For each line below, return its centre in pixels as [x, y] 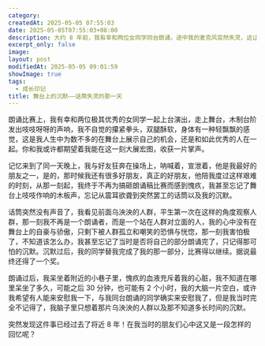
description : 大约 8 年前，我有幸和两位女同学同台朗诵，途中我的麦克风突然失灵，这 [131, 37]
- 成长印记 [31, 89]
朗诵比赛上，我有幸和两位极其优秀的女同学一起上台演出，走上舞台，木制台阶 [132, 120]
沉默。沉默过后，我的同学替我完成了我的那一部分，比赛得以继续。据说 [136, 251]
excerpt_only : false [42, 45]
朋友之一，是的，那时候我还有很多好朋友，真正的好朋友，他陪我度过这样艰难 [132, 176]
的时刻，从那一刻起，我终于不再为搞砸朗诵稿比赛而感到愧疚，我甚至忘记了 [129, 185]
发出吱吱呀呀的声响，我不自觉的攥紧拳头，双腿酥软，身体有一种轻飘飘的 [125, 129]
